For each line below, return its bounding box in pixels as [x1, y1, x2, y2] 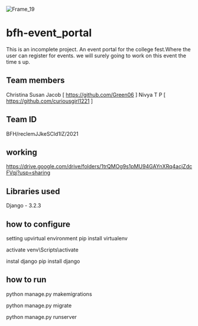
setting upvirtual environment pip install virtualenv [6, 235, 128, 242]
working [6, 147, 37, 157]
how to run [6, 275, 47, 285]
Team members [6, 76, 65, 86]
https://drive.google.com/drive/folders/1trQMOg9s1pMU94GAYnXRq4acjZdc [6, 163, 193, 170]
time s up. [6, 58, 31, 65]
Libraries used [6, 186, 60, 196]
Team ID [6, 115, 37, 125]
